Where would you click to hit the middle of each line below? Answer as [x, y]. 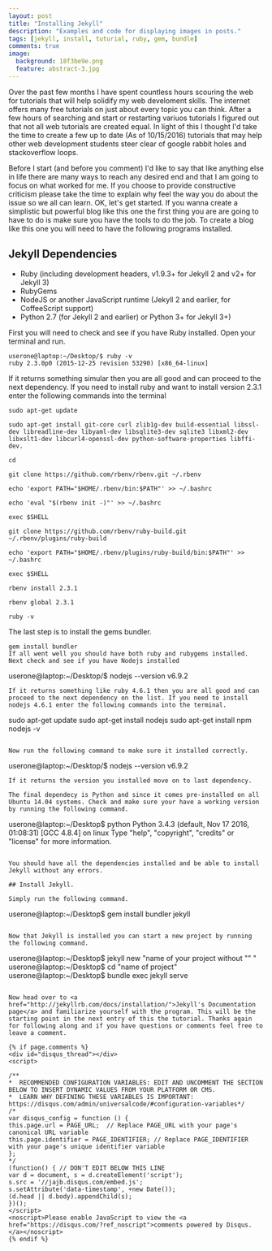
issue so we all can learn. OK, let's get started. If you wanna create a [123, 202]
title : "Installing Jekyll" [56, 24]
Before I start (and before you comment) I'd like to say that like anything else [136, 168]
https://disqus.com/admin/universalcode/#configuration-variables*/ [127, 1104]
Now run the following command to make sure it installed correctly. [129, 751]
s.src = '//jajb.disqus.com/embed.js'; [76, 1182]
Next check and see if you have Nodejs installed [94, 660]
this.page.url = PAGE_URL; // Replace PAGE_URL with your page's [123, 1125]
